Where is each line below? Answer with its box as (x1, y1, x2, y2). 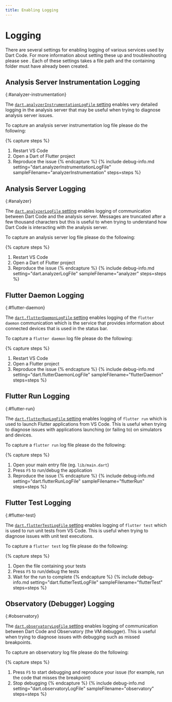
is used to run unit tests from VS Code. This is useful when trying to (5, 527, 148, 534)
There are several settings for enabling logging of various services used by (5, 47, 164, 53)
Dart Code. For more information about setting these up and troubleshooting (5, 52, 167, 58)
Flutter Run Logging (5, 392, 70, 401)
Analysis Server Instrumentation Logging (5, 78, 140, 86)
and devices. (5, 432, 32, 438)
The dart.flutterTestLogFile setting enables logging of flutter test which (5, 522, 167, 528)
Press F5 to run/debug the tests (12, 568, 80, 574)
